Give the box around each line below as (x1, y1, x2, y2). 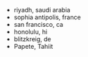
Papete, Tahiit (13, 43, 53, 50)
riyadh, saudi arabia (13, 6, 71, 14)
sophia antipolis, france (13, 13, 81, 21)
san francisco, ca (13, 21, 64, 28)
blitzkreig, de (13, 35, 52, 43)
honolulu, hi (13, 27, 48, 36)
